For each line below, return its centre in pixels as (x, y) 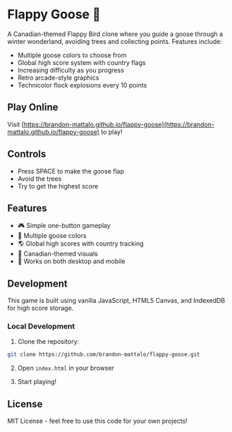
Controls (27, 154)
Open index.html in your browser (66, 368)
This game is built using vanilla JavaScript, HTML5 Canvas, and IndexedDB (116, 301)
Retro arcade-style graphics (58, 78)
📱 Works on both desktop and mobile (71, 261)
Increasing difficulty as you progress (71, 70)
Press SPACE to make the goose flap (71, 171)
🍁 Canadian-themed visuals (58, 254)
